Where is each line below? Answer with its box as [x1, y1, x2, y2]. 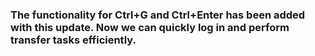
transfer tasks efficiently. [10, 33, 137, 47]
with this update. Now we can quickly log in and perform [10, 20, 290, 34]
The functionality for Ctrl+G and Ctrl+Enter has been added [10, 8, 306, 22]
